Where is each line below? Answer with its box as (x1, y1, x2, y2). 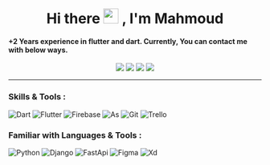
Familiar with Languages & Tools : (8, 129, 142, 140)
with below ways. (8, 45, 68, 54)
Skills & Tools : (8, 91, 67, 103)
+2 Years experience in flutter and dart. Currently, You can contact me (8, 36, 247, 46)
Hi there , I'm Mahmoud (46, 10, 224, 28)
